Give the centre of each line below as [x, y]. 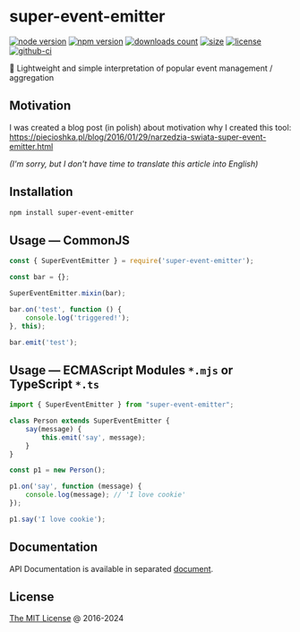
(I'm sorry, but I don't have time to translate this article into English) [134, 164]
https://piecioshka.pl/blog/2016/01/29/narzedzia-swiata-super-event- [138, 137]
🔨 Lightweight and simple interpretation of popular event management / [141, 68]
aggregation [32, 77]
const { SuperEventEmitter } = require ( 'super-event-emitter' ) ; [132, 261]
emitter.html [31, 146]
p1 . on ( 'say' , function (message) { [76, 487]
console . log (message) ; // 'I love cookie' [106, 495]
